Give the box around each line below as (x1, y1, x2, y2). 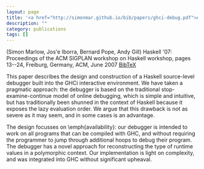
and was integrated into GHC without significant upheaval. (6, 156, 152, 163)
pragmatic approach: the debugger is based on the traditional (6, 86, 160, 93)
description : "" (6, 20, 47, 26)
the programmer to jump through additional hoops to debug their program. (6, 136, 192, 143)
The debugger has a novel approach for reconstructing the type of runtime (6, 143, 193, 150)
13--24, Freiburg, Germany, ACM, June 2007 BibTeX (6, 61, 137, 69)
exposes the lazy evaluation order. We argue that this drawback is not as (6, 105, 188, 112)
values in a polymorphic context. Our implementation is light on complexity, (6, 150, 195, 157)
